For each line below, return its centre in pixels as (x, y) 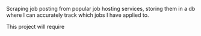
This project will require (36, 27)
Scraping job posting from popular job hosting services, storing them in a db (101, 9)
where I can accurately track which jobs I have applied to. (78, 15)
